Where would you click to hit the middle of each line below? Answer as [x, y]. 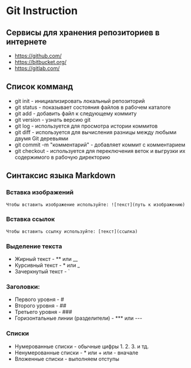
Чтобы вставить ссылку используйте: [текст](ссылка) [72, 231]
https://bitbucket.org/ [40, 62]
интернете [26, 41]
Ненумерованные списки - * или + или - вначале [76, 352]
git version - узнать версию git [53, 119]
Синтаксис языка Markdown [61, 175]
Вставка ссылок [31, 219]
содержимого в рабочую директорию [62, 157]
